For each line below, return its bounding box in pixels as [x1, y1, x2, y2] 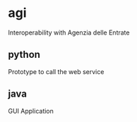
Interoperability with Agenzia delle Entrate [8, 28, 130, 37]
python [8, 49, 41, 61]
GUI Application [8, 106, 54, 115]
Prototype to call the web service [8, 67, 105, 75]
